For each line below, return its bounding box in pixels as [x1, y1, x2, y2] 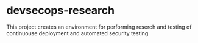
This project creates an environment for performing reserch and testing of [6, 23, 192, 30]
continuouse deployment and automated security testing [6, 29, 149, 36]
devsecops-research [6, 4, 115, 17]
